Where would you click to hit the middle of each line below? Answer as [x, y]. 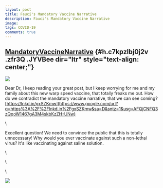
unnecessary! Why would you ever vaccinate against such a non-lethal [76, 138]
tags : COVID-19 [20, 28]
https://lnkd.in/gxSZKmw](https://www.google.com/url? [62, 103]
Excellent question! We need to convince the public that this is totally [74, 132]
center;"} [20, 67]
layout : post [18, 9]
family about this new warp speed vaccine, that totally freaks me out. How [80, 93]
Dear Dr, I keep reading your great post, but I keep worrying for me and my [80, 88]
